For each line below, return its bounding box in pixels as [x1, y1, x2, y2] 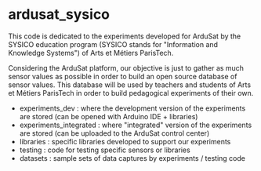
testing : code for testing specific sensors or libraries [19, 145, 190, 155]
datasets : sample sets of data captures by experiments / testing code [19, 153, 245, 162]
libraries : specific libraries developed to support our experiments [19, 136, 231, 146]
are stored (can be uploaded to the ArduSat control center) [19, 128, 210, 138]
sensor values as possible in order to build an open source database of [8, 71, 237, 81]
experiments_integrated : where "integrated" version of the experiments [19, 120, 252, 129]
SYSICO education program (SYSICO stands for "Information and [8, 39, 218, 49]
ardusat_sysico [8, 5, 111, 24]
